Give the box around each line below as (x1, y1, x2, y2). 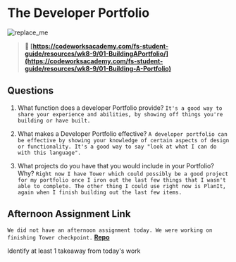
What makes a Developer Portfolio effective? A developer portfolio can (17, 129, 228, 138)
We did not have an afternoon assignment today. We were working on (7, 227, 213, 234)
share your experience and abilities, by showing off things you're (17, 111, 223, 118)
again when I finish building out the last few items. (17, 189, 182, 196)
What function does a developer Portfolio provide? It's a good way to (17, 104, 223, 112)
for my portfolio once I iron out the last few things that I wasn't (17, 176, 227, 184)
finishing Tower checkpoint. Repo (7, 232, 111, 241)
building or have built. (17, 117, 91, 124)
